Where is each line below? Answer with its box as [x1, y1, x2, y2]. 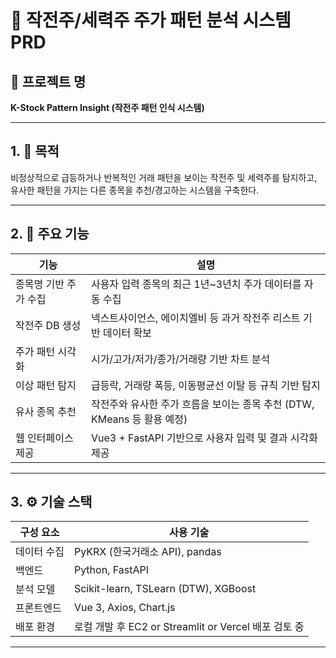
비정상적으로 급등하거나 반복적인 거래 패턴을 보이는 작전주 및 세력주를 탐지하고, [10, 171, 318, 183]
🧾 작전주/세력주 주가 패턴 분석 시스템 [10, 9, 292, 32]
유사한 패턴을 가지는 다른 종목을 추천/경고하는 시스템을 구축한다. [10, 184, 260, 196]
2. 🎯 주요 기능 [10, 226, 90, 243]
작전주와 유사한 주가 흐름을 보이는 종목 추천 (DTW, [90, 397, 315, 411]
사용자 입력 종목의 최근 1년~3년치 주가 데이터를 [90, 277, 302, 291]
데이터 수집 [15, 545, 65, 559]
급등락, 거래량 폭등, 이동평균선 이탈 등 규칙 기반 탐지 [90, 378, 321, 392]
